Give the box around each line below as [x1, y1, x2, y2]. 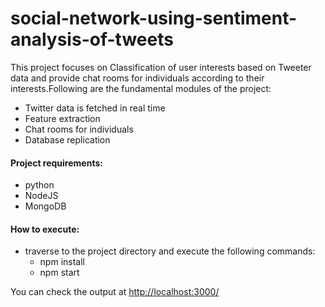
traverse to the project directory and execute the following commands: [24, 245, 316, 257]
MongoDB [24, 200, 67, 212]
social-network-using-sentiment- [10, 7, 298, 30]
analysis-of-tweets [10, 28, 174, 51]
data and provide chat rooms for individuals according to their [10, 72, 265, 84]
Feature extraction [24, 112, 101, 124]
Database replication [24, 133, 111, 146]
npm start [39, 267, 80, 279]
